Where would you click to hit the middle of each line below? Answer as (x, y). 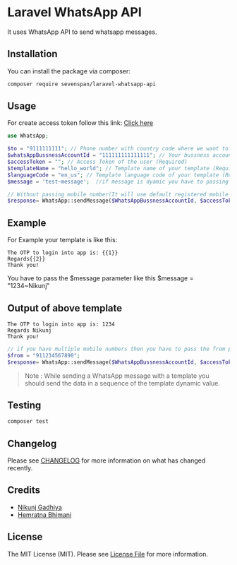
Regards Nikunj (30, 330)
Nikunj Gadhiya (39, 507)
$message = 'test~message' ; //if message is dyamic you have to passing (118, 182)
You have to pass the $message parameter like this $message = (101, 278)
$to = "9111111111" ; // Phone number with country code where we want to (118, 149)
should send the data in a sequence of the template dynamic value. (122, 383)
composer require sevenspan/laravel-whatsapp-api (82, 84)
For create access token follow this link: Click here (80, 123)
